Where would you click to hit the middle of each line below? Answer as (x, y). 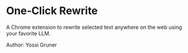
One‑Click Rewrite (52, 11)
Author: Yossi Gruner (32, 45)
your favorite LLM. (28, 33)
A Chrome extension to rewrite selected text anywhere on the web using (94, 27)
